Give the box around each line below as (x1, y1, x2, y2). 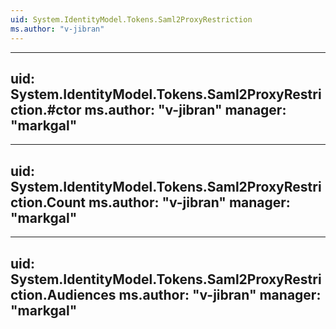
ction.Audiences (10, 286, 117, 303)
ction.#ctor (10, 101, 82, 118)
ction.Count (10, 194, 87, 211)
